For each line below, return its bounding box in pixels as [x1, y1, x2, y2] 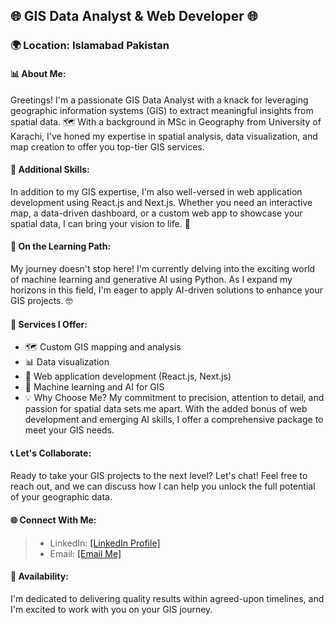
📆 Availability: [10, 570, 69, 583]
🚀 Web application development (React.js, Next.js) [24, 370, 232, 383]
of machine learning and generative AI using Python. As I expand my [10, 273, 293, 285]
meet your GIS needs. [24, 424, 115, 436]
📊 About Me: [10, 67, 67, 79]
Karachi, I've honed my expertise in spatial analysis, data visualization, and [10, 130, 318, 142]
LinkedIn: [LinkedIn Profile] [49, 537, 161, 549]
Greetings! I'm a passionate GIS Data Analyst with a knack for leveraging [10, 94, 309, 106]
